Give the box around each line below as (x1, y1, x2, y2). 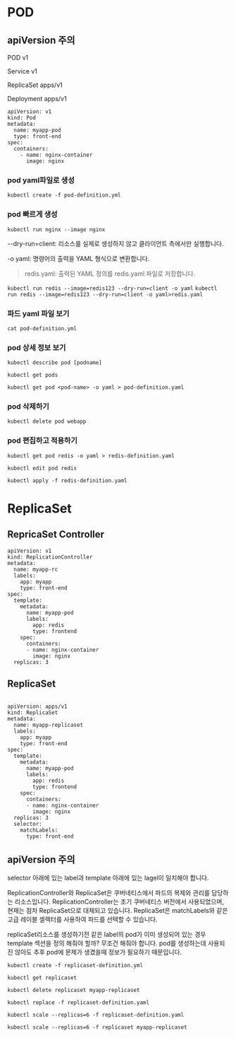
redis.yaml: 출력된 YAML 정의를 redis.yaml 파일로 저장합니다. (24, 269, 196, 278)
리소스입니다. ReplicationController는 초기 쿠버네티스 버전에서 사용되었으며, (14, 897, 224, 906)
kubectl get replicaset (7, 974, 77, 981)
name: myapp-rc (13, 566, 58, 573)
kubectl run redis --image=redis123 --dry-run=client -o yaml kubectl (7, 284, 218, 292)
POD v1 (7, 54, 29, 62)
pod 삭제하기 (7, 402, 49, 412)
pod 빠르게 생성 (7, 209, 58, 219)
